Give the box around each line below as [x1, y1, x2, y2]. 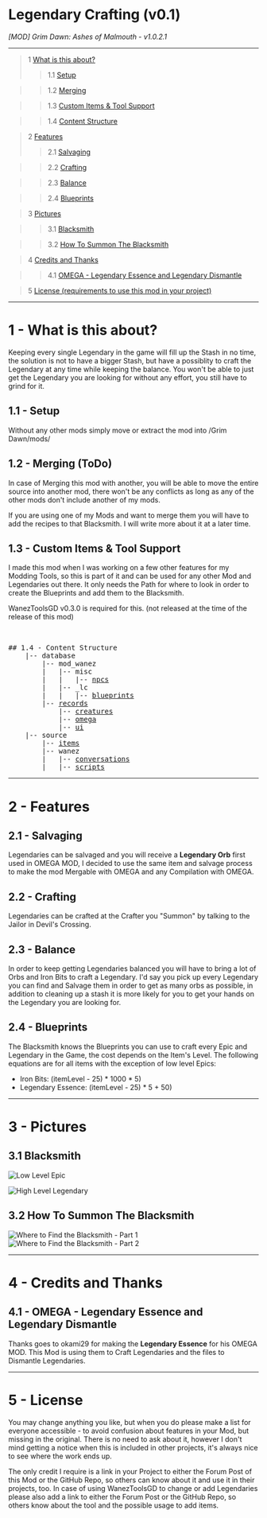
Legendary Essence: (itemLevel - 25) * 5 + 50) [19, 1082, 172, 1092]
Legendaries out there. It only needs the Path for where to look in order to [8, 580, 250, 589]
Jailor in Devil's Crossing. [8, 920, 91, 930]
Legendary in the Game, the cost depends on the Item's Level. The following [8, 1050, 259, 1059]
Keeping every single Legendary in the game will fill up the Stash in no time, [8, 347, 257, 357]
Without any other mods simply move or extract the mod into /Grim [8, 425, 227, 435]
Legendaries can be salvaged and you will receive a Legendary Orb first [8, 850, 246, 860]
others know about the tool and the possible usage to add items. [8, 1501, 219, 1510]
